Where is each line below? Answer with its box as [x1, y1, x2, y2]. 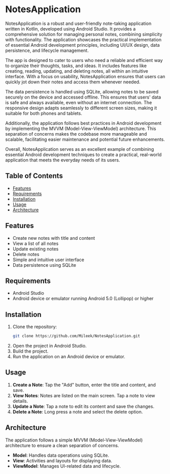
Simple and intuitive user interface [12, 257, 85, 263]
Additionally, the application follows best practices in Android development [5, 120, 162, 126]
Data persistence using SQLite [12, 262, 76, 268]
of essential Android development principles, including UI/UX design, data [5, 42, 160, 48]
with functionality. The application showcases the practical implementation [5, 37, 161, 43]
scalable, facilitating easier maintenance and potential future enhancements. [5, 136, 165, 142]
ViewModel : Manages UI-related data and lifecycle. [12, 463, 121, 469]
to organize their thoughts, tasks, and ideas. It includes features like [5, 62, 147, 69]
